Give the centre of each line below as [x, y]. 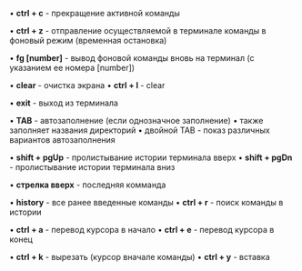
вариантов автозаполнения [62, 140]
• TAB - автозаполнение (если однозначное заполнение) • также [136, 120]
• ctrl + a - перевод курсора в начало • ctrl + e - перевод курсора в [142, 230]
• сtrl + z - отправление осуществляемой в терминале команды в [138, 30]
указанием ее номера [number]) [72, 68]
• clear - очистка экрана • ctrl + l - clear [87, 85]
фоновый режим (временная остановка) [88, 40]
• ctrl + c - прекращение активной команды [95, 13]
